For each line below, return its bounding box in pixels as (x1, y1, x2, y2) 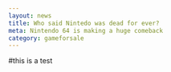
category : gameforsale (8, 34, 84, 42)
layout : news (8, 11, 52, 20)
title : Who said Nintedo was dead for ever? (8, 19, 160, 27)
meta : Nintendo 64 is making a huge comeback (8, 26, 163, 34)
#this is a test (8, 56, 53, 66)
